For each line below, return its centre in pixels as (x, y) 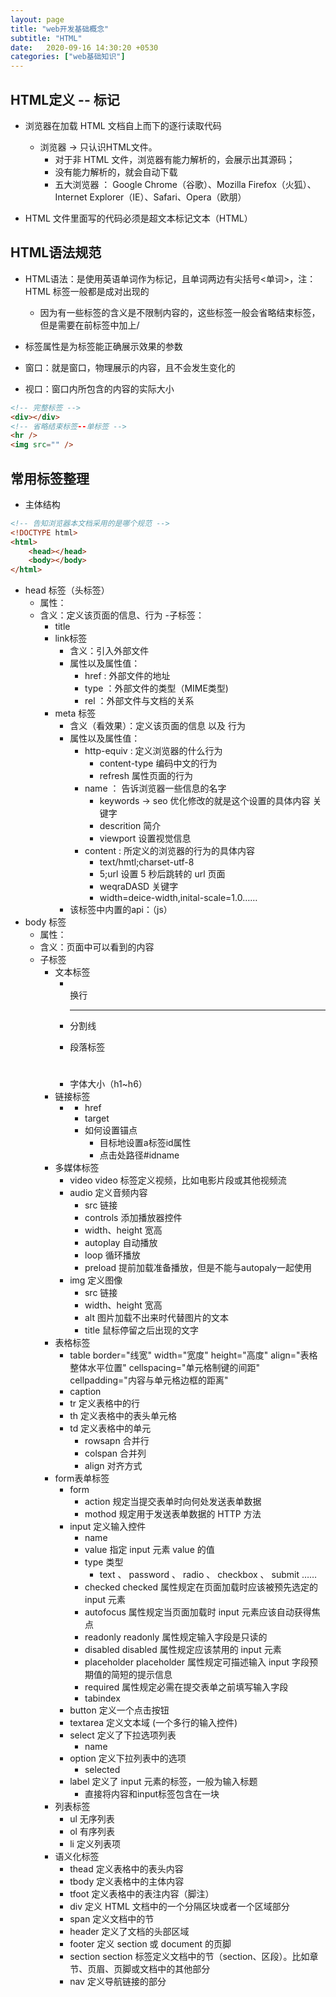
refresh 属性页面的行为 (146, 776)
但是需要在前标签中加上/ (89, 325)
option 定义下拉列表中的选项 (128, 1758)
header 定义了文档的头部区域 (129, 1932)
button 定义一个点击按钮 (119, 1710)
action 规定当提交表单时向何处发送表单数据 (173, 1502)
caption (85, 1392)
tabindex (102, 1698)
